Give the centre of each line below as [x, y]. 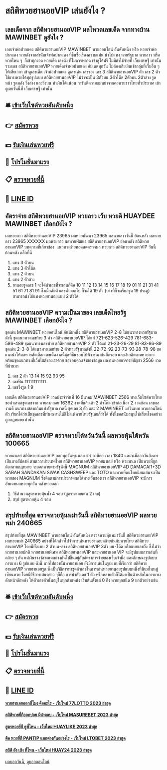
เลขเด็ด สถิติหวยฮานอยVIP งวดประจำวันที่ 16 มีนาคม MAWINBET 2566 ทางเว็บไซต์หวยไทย [83, 397]
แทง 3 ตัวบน [23, 263]
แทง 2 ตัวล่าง [23, 279]
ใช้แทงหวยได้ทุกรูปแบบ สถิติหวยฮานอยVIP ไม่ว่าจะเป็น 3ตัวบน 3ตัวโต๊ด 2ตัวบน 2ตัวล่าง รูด [81, 77]
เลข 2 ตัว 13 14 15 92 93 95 [38, 376]
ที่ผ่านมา [12, 366]
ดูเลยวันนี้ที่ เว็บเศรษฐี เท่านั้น [29, 88]
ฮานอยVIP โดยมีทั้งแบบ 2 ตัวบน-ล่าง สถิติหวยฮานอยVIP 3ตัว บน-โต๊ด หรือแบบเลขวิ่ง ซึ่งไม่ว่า [83, 546]
